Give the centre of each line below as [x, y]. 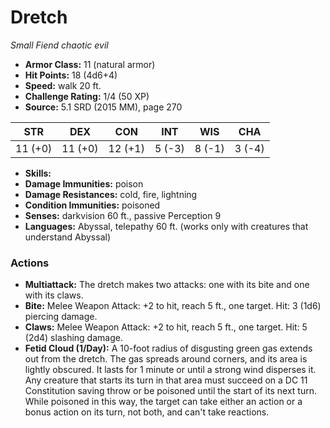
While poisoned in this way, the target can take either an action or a [163, 402]
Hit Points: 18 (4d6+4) [71, 75]
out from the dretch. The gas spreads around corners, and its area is [166, 359]
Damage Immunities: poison [84, 183]
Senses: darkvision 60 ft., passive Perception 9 [123, 215]
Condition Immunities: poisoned [92, 205]
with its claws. [54, 295]
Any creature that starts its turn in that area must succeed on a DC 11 [166, 380]
